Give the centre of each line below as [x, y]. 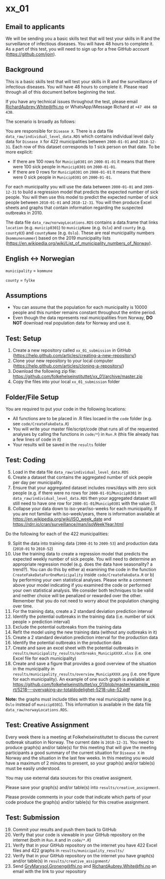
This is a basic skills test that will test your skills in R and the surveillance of [82, 81]
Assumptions [26, 296]
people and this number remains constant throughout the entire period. [84, 312]
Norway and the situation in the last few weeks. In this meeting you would [80, 758]
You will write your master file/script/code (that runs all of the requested [85, 429]
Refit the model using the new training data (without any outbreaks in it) [85, 632]
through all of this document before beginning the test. [61, 92]
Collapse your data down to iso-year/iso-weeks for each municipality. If [85, 508]
